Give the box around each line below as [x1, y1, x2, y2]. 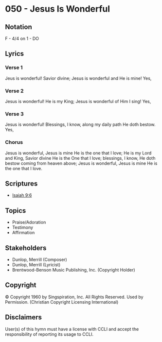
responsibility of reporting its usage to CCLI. [5, 331, 94, 337]
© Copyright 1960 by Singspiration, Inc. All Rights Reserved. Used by [5, 294, 144, 300]
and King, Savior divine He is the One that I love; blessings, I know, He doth [5, 155, 156, 161]
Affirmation [12, 230, 35, 236]
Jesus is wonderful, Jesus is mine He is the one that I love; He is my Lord [5, 150, 152, 156]
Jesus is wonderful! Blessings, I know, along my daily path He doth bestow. [5, 121, 156, 127]
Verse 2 [5, 87, 24, 94]
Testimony [12, 224, 33, 230]
